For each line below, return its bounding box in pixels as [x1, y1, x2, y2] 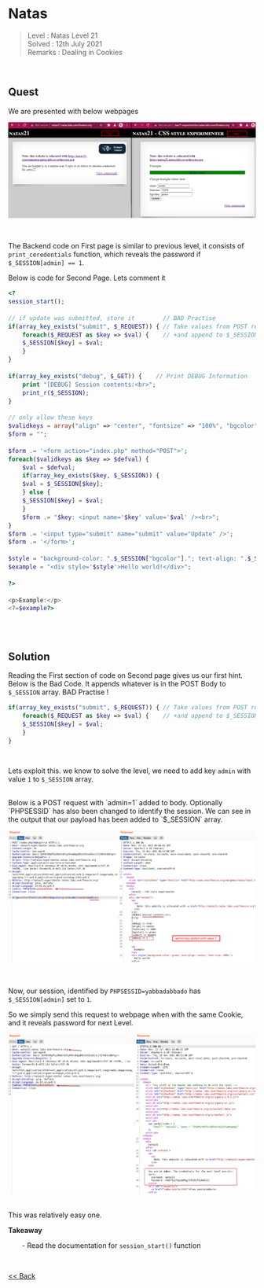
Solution [8, 650, 50, 663]
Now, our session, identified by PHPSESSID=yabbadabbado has [8, 986, 202, 995]
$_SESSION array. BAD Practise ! [8, 687, 109, 697]
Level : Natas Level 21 [27, 31, 98, 40]
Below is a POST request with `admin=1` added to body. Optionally [8, 798, 223, 808]
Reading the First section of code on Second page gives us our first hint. [8, 671, 244, 680]
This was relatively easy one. [8, 1210, 102, 1220]
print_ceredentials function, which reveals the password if [8, 249, 201, 259]
